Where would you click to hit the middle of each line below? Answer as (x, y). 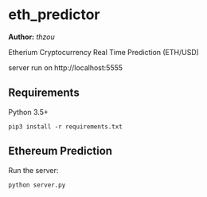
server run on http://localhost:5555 (66, 67)
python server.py (37, 185)
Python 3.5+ (29, 112)
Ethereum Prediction (61, 151)
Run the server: (33, 170)
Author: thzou (32, 37)
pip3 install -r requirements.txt (66, 126)
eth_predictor (55, 15)
